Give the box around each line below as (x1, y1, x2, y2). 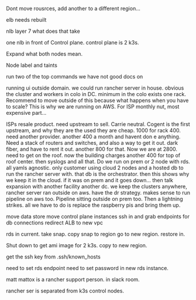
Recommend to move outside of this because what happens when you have (6, 97, 189, 104)
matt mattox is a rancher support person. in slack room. (6, 276, 140, 283)
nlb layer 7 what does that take (6, 28, 80, 35)
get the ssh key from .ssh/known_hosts (6, 253, 101, 260)
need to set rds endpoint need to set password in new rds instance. (6, 265, 169, 271)
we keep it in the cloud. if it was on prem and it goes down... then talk (6, 177, 174, 183)
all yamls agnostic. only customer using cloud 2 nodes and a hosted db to (6, 164, 184, 171)
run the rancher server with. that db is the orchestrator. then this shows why (6, 171, 190, 178)
